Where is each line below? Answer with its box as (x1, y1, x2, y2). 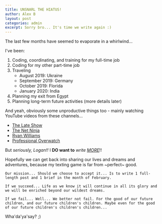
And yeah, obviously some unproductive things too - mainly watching (5, 108, 144, 114)
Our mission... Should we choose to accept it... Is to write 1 (5, 171, 138, 176)
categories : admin (5, 20, 42, 26)
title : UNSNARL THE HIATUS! (5, 7, 62, 12)
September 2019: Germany (19, 78, 73, 84)
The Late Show (12, 122, 43, 128)
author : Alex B (5, 12, 36, 16)
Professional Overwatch (12, 138, 61, 144)
